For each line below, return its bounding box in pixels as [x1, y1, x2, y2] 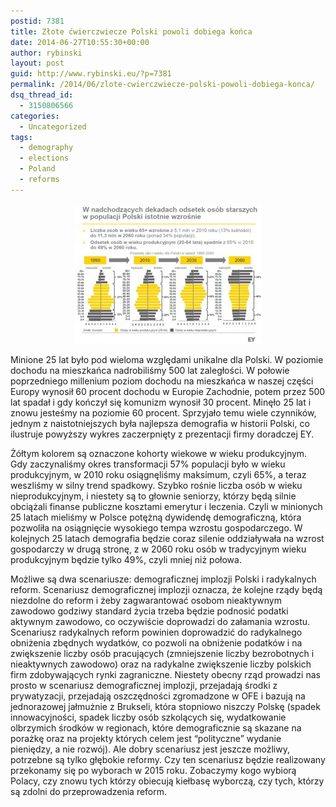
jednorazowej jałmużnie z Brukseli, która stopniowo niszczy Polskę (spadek [10, 700, 321, 712]
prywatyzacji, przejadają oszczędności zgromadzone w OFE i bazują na [10, 690, 306, 702]
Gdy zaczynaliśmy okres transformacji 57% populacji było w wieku [10, 458, 286, 470]
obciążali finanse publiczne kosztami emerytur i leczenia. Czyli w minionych [10, 500, 323, 512]
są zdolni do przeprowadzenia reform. [10, 785, 168, 797]
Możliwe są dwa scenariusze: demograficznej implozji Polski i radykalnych [10, 573, 317, 585]
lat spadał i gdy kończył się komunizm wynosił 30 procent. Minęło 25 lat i [10, 396, 312, 408]
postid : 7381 [10, 16, 65, 26]
